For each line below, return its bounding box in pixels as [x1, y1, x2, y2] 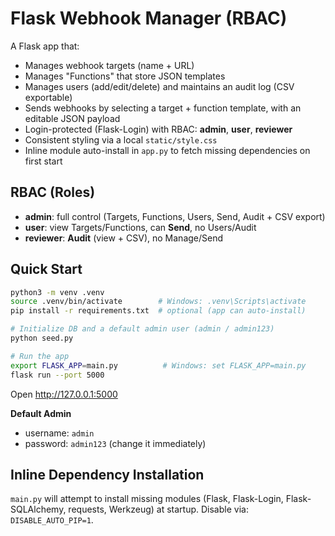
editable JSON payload [24, 112, 121, 124]
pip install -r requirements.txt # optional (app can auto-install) [10, 306, 307, 316]
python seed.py [10, 333, 74, 344]
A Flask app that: [10, 40, 80, 52]
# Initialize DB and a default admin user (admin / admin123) [10, 324, 275, 334]
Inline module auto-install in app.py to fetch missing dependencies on [24, 144, 311, 156]
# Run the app [10, 351, 70, 361]
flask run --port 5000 [10, 370, 105, 380]
